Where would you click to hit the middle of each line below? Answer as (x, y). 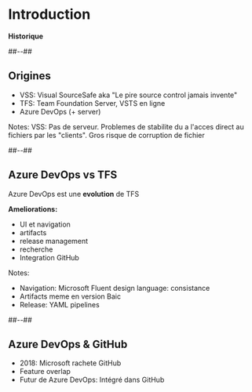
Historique (26, 36)
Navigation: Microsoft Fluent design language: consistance (115, 288)
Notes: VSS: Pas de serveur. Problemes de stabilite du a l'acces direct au (126, 126)
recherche (36, 249)
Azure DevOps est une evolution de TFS (74, 194)
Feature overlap (45, 372)
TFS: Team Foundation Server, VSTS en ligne (92, 103)
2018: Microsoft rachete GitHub (70, 363)
